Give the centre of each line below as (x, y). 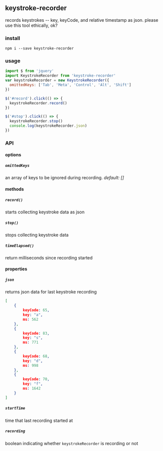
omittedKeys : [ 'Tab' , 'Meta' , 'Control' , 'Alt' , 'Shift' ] (71, 85)
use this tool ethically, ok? (31, 25)
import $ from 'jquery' (30, 71)
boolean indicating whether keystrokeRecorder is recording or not (72, 443)
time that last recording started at (39, 420)
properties (16, 269)
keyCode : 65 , (36, 310)
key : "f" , (33, 384)
